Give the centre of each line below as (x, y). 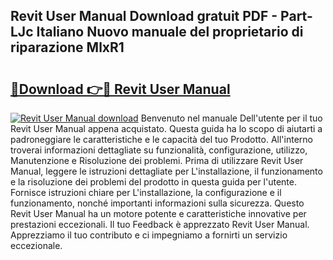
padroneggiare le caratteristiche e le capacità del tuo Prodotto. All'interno (161, 139)
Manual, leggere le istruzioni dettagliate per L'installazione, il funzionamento (166, 171)
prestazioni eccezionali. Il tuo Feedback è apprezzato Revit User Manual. (160, 224)
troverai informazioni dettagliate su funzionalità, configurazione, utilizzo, (159, 150)
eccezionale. (36, 245)
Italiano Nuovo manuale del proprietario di (170, 32)
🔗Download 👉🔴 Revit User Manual (120, 89)
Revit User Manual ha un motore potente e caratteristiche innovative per (158, 213)
